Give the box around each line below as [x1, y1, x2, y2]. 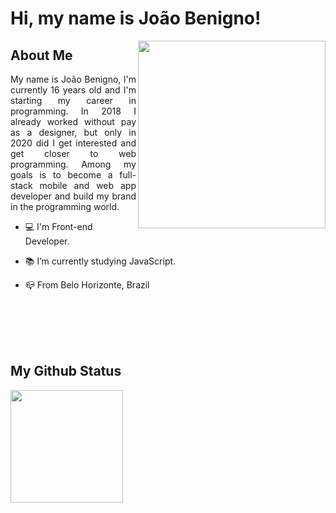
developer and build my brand [10, 190, 137, 202]
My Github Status [10, 363, 122, 380]
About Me [10, 47, 73, 64]
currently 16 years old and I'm [10, 84, 137, 96]
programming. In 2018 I [10, 105, 137, 117]
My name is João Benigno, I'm [10, 73, 137, 85]
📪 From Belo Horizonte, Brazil [24, 279, 150, 291]
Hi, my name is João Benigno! [10, 7, 262, 30]
